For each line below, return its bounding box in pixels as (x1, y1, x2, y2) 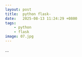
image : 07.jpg (5, 34, 34, 39)
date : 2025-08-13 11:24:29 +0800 (5, 16, 78, 21)
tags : (5, 20, 16, 26)
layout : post (5, 7, 32, 12)
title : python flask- (5, 12, 51, 16)
